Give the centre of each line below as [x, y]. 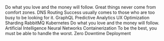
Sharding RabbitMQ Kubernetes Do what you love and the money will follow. [82, 23]
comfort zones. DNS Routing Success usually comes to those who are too [80, 12]
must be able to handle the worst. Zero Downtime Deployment [68, 33]
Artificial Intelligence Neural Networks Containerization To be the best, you [81, 28]
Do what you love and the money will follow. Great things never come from [81, 7]
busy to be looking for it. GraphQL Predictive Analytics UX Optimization [77, 18]
